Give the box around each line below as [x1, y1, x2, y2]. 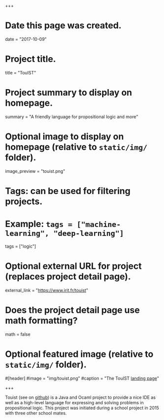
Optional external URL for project [5, 260, 142, 272]
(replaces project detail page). [5, 271, 131, 282]
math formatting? [5, 315, 78, 326]
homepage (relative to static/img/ [5, 141, 148, 153]
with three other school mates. [5, 410, 67, 416]
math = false [5, 331, 30, 337]
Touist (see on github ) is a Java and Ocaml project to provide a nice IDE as [5, 394, 156, 400]
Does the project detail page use [5, 305, 140, 316]
